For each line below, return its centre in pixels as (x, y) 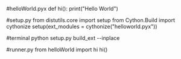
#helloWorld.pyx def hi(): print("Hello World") (62, 9)
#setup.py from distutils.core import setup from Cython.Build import (91, 20)
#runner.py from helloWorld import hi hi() (57, 49)
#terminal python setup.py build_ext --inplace (63, 38)
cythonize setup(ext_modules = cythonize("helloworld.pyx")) (82, 27)
